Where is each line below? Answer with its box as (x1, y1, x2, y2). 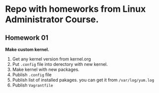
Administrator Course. (5, 14, 99, 25)
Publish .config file (12, 72, 52, 77)
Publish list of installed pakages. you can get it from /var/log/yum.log (12, 77, 155, 83)
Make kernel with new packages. (12, 66, 80, 72)
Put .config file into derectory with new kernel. (12, 62, 108, 67)
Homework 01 (5, 33, 48, 42)
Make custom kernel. (5, 47, 49, 52)
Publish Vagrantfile (12, 82, 53, 88)
